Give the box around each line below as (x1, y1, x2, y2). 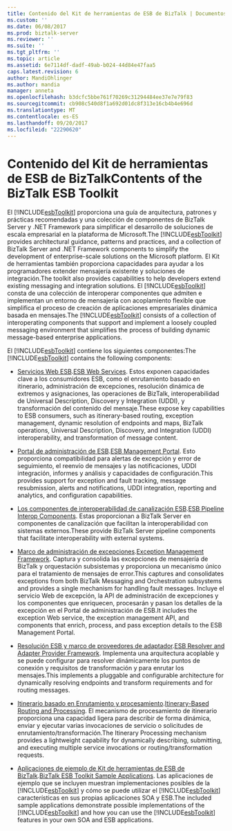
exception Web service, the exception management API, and (17, 614, 190, 622)
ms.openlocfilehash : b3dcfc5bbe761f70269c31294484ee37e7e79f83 (7, 94, 193, 101)
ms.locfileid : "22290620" (7, 126, 81, 133)
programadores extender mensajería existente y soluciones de (7, 267, 185, 276)
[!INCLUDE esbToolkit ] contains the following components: (7, 354, 173, 362)
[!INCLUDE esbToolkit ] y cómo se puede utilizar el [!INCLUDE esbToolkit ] (17, 787, 221, 795)
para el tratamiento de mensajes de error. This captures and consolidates (17, 569, 224, 578)
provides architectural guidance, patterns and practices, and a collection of (7, 238, 222, 246)
